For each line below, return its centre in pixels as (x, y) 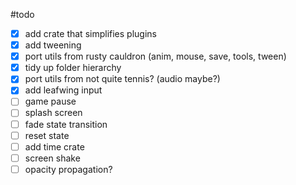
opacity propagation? (68, 169)
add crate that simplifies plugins (90, 33)
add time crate (54, 146)
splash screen (53, 113)
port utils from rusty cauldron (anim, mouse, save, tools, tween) (155, 56)
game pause (50, 101)
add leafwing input (63, 90)
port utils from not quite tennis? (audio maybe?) (122, 79)
